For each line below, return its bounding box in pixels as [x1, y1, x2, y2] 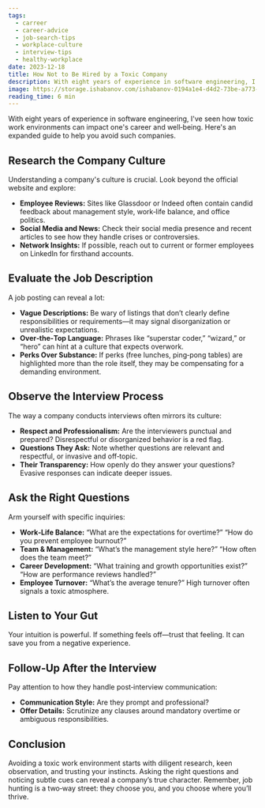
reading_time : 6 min [8, 93, 77, 100]
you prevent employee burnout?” [19, 535, 127, 546]
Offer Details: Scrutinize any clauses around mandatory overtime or [19, 706, 241, 715]
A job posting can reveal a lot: [8, 293, 105, 302]
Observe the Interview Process [8, 390, 164, 403]
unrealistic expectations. [19, 325, 100, 334]
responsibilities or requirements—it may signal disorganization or [19, 316, 231, 326]
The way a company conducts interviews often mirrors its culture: [8, 410, 222, 420]
